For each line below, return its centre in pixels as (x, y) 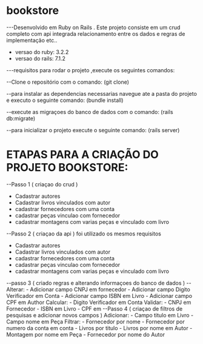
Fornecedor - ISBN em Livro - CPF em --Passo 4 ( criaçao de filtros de (95, 309)
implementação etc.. (32, 40)
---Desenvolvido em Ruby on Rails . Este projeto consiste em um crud (93, 27)
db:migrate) (21, 118)
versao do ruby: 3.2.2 (42, 52)
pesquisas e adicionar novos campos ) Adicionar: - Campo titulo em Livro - (100, 315)
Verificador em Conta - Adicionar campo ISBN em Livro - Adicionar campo (99, 295)
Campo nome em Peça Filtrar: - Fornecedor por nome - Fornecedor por (95, 322)
